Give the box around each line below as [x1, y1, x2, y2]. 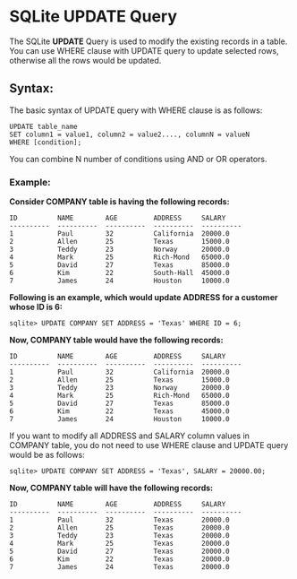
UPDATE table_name [9, 122, 78, 131]
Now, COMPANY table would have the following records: [9, 334, 224, 346]
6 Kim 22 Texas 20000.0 [9, 555, 230, 564]
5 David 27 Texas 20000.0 [9, 547, 230, 557]
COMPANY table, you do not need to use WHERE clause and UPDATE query [9, 440, 289, 451]
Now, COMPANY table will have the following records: [9, 482, 214, 494]
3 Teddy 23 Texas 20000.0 [9, 531, 230, 540]
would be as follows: [9, 450, 85, 461]
